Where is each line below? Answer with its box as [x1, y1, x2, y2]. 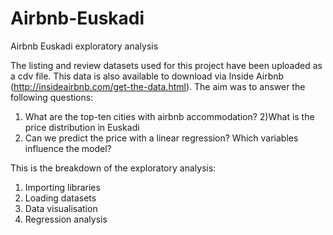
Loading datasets [24, 192, 97, 204]
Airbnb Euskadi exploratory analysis [10, 40, 159, 52]
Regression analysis [24, 213, 108, 225]
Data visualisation [24, 202, 98, 214]
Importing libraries [24, 181, 101, 193]
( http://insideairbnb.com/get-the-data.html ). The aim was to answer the [10, 80, 306, 92]
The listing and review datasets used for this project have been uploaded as [10, 59, 323, 71]
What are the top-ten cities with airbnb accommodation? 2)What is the [24, 110, 315, 122]
